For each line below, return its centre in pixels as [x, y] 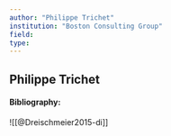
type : [19, 43]
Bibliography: [35, 102]
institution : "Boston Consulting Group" [86, 26]
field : [22, 34]
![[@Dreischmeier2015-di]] [59, 122]
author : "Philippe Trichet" [62, 18]
